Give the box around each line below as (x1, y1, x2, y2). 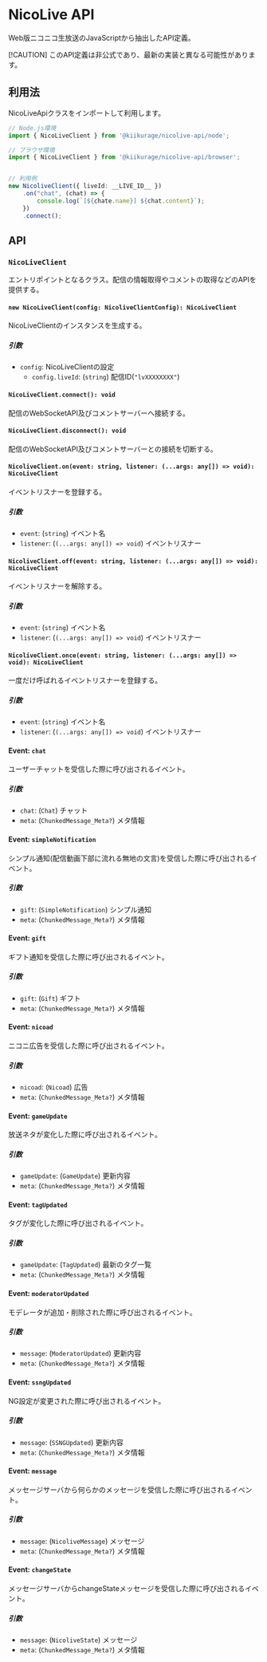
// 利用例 (8, 175, 37, 183)
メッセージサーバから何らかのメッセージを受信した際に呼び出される (8, 1485, 232, 1495)
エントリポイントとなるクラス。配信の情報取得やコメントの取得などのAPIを (8, 275, 257, 285)
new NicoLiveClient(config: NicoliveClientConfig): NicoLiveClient (8, 303, 238, 312)
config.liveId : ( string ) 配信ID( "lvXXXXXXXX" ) (31, 372, 180, 382)
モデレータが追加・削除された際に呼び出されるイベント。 (8, 1307, 197, 1317)
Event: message (8, 1466, 57, 1476)
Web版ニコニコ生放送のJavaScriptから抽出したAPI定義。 (8, 33, 195, 42)
